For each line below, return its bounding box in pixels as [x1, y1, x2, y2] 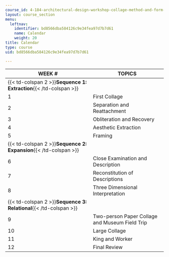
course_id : [5, 7, 28, 13]
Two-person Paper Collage [93, 213, 157, 220]
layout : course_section [5, 12, 55, 17]
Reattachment [93, 107, 126, 114]
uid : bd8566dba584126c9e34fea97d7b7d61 [5, 49, 89, 54]
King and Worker [93, 235, 133, 242]
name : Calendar [14, 31, 46, 36]
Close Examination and [93, 155, 147, 162]
